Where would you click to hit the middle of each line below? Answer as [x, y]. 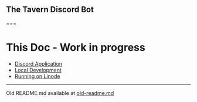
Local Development [38, 70]
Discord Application [38, 63]
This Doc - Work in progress [76, 47]
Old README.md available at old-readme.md [60, 93]
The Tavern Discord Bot [50, 10]
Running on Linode [37, 76]
